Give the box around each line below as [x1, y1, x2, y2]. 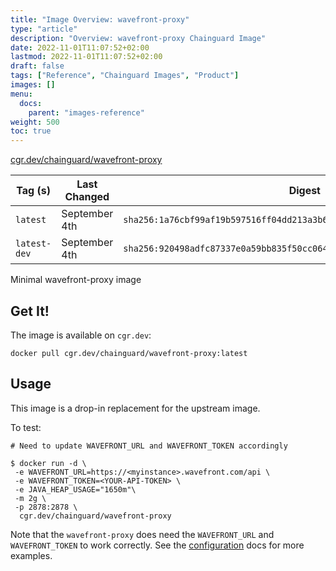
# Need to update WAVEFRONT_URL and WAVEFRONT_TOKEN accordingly [10, 441, 288, 451]
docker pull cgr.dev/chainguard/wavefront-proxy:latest [10, 348, 248, 358]
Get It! [10, 302, 50, 320]
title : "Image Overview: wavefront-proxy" [10, 14, 190, 25]
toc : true [10, 126, 52, 136]
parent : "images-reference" [28, 107, 145, 118]
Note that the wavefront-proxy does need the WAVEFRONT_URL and [10, 528, 275, 540]
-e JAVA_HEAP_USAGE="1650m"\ [14, 484, 137, 495]
